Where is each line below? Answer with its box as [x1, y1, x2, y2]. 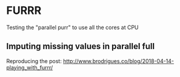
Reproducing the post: [6, 57, 62, 64]
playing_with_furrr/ [6, 64, 53, 71]
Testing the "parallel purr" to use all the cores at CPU [6, 24, 139, 31]
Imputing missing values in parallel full [6, 41, 155, 52]
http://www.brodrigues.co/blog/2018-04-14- [62, 57, 175, 64]
